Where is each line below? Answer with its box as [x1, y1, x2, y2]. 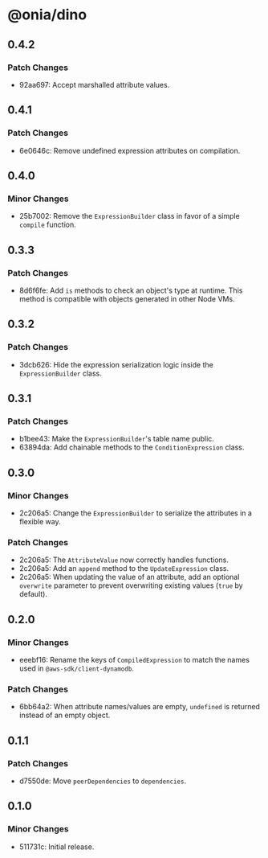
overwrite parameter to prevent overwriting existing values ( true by [18, 581, 243, 590]
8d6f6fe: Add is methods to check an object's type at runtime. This [18, 285, 243, 295]
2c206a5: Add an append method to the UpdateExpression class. [18, 564, 229, 573]
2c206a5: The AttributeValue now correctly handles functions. [18, 555, 229, 564]
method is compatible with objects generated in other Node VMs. [18, 294, 235, 303]
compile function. [18, 220, 77, 230]
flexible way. [18, 517, 61, 526]
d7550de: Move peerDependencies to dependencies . [18, 776, 186, 786]
